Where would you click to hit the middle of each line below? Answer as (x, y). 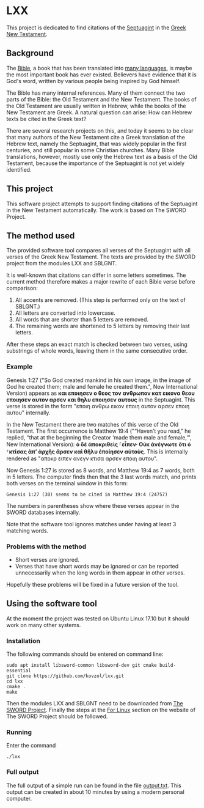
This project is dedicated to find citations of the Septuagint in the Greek (96, 28)
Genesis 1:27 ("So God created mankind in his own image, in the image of (99, 380)
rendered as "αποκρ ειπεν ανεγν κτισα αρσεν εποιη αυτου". (82, 458)
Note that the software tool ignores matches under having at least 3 (91, 524)
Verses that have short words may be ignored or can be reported (97, 566)
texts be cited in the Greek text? (46, 119)
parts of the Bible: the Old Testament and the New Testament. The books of (101, 99)
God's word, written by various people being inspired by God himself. (93, 81)
